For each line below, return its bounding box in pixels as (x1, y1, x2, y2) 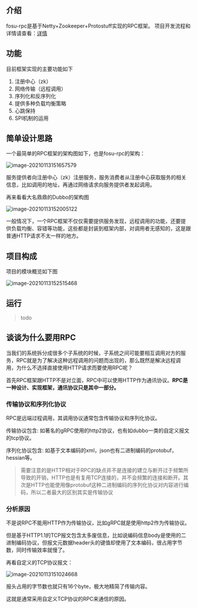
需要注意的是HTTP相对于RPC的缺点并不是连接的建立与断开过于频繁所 (20, 467, 189, 474)
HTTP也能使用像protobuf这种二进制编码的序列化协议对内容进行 (30, 482, 184, 489)
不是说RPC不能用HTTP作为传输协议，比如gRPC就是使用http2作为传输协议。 (6, 519, 190, 526)
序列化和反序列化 (14, 92, 56, 99)
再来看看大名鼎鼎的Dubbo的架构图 (6, 193, 89, 201)
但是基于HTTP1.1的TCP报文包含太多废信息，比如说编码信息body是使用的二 (6, 532, 186, 539)
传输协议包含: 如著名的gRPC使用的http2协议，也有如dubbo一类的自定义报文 (6, 427, 189, 434)
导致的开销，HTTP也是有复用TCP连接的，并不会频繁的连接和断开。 (20, 474, 184, 481)
